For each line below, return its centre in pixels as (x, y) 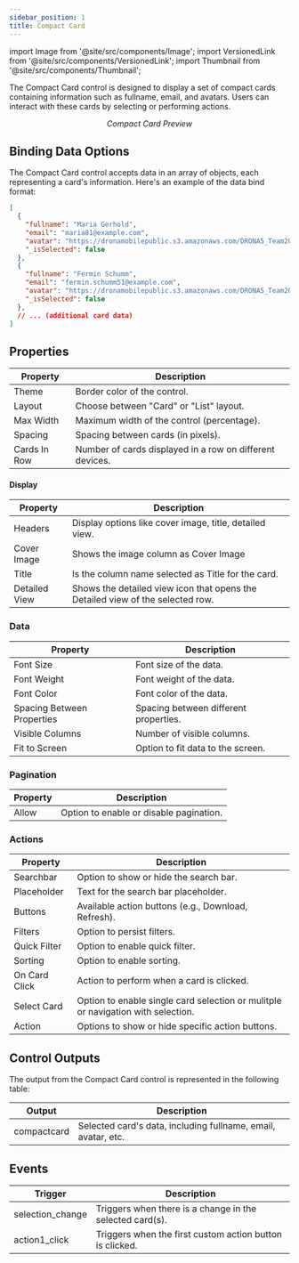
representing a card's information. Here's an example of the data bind (137, 182)
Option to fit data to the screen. (200, 748)
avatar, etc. (101, 1138)
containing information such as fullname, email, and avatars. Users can (139, 97)
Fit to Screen (40, 748)
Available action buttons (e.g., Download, (162, 906)
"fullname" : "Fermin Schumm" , (81, 274)
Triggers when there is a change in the (176, 1209)
